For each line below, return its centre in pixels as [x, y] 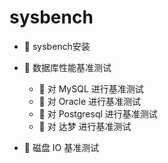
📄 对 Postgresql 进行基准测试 [98, 113]
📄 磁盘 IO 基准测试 [61, 147]
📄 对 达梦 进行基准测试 [85, 126]
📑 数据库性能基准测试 [67, 67]
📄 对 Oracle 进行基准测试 [89, 101]
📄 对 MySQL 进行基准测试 [91, 88]
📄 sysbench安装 [57, 46]
